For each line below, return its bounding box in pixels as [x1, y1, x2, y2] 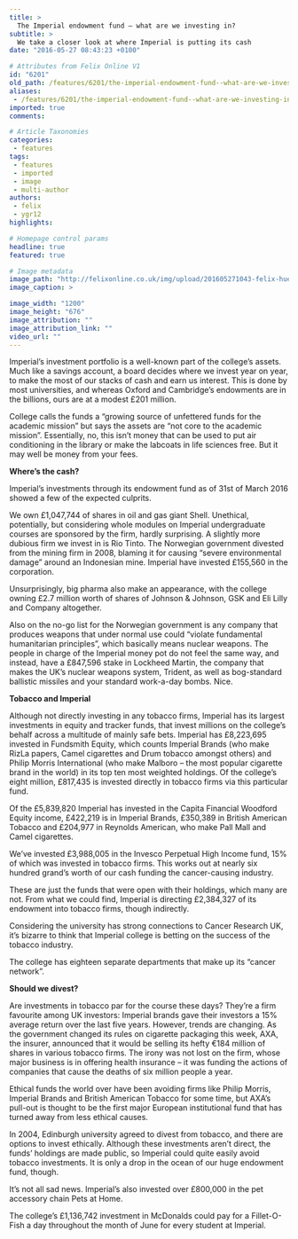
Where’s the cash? [9, 467, 80, 477]
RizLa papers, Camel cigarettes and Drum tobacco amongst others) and [9, 749, 272, 759]
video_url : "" [9, 332, 62, 341]
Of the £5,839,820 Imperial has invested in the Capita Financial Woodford [9, 804, 278, 814]
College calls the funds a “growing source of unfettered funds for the [9, 412, 262, 422]
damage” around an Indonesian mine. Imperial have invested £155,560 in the [9, 557, 288, 568]
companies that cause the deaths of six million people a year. [9, 1066, 233, 1078]
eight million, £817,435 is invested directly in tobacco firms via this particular [9, 777, 288, 788]
